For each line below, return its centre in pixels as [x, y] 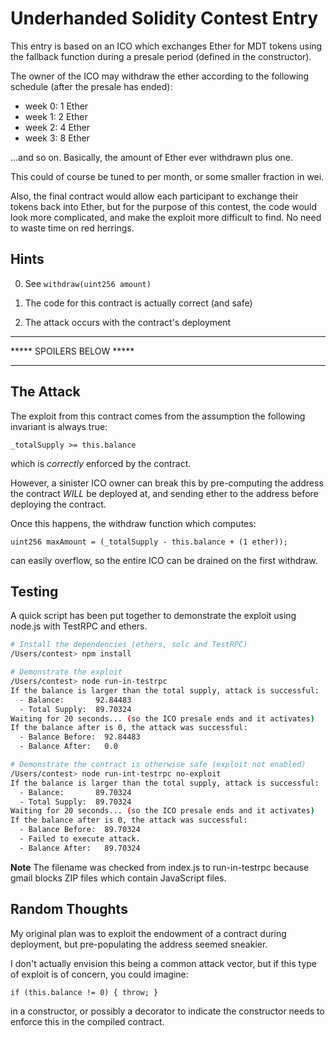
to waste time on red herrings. [72, 228]
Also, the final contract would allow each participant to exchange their [154, 196]
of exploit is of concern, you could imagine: [99, 974]
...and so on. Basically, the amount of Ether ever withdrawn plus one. [152, 157]
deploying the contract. [58, 504]
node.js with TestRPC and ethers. [79, 626]
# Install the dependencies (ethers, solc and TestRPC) [129, 645]
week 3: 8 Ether [57, 138]
